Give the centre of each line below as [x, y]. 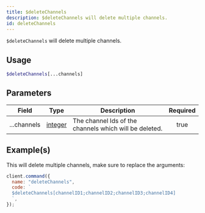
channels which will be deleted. [117, 128]
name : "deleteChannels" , [43, 182]
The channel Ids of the [105, 121]
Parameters [29, 93]
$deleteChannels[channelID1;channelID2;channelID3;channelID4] [94, 193]
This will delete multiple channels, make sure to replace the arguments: [95, 165]
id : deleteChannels [31, 23]
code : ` [22, 187]
